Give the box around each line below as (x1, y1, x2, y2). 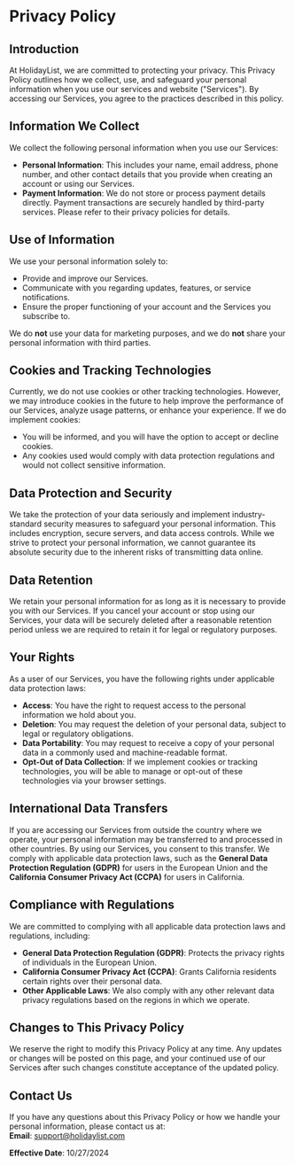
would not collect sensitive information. (21, 460, 166, 470)
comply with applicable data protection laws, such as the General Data (9, 852, 268, 863)
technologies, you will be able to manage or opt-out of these (21, 766, 244, 776)
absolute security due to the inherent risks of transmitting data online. (9, 547, 264, 557)
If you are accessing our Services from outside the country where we (9, 824, 262, 835)
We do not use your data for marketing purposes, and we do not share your (9, 328, 286, 338)
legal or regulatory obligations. (21, 728, 135, 739)
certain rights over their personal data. (21, 976, 162, 986)
